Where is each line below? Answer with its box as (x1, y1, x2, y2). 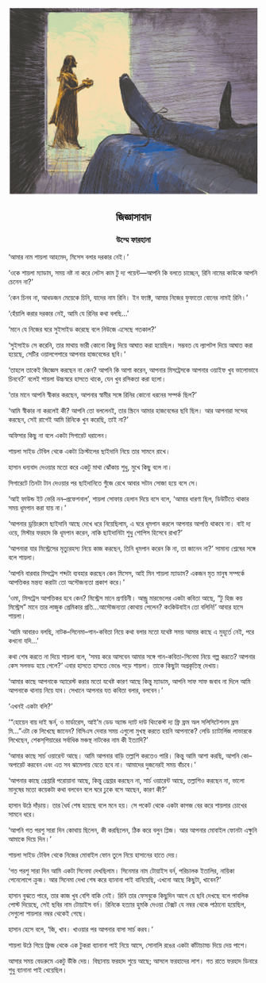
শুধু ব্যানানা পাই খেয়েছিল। (8, 966, 67, 975)
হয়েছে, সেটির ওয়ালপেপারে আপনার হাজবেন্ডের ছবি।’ (8, 349, 126, 359)
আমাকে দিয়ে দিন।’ (8, 835, 52, 844)
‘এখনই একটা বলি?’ (8, 701, 53, 711)
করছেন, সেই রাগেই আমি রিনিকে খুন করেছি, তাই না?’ (8, 415, 129, 424)
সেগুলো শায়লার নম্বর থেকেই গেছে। (8, 908, 87, 919)
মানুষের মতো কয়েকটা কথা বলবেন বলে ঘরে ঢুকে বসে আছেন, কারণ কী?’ (8, 785, 168, 794)
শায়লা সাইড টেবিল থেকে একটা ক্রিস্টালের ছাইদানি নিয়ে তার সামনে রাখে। (8, 447, 171, 456)
